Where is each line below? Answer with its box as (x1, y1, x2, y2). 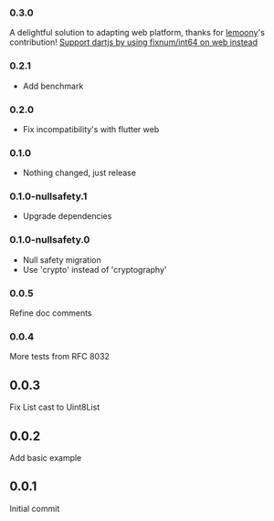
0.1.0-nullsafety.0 (9, 234, 90, 246)
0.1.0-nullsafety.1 (9, 190, 88, 203)
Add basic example (9, 453, 82, 463)
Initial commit (9, 503, 60, 514)
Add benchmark (22, 80, 84, 91)
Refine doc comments (9, 307, 92, 318)
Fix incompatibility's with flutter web (22, 123, 160, 134)
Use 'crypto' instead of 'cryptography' (22, 264, 167, 275)
